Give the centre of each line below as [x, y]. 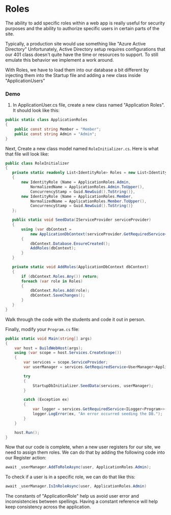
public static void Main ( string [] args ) [49, 339]
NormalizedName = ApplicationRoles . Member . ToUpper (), [88, 201]
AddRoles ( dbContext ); [53, 248]
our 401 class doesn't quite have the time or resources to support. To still [82, 55]
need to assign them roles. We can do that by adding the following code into [85, 452]
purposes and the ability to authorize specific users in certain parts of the [82, 28]
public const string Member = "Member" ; [58, 129]
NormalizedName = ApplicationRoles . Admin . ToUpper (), [87, 187]
